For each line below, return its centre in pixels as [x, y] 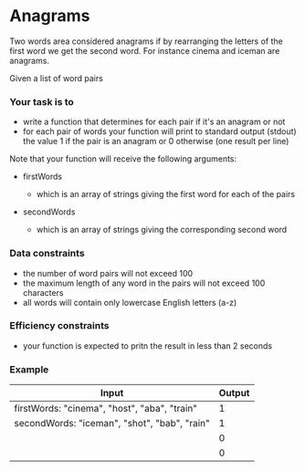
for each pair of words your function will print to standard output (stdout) [159, 131]
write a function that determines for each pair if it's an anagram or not [154, 122]
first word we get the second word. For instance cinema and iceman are [145, 50]
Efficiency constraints [59, 326]
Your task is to [42, 101]
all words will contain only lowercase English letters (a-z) [130, 302]
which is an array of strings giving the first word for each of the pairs [165, 194]
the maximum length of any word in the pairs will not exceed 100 [144, 283]
